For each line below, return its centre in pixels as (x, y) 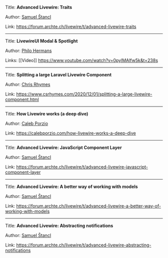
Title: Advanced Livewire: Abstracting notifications (59, 225)
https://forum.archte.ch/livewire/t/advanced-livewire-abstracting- (84, 245)
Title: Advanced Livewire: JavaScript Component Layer (63, 147)
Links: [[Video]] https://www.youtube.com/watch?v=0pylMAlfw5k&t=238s (82, 60)
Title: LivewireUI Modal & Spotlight (41, 41)
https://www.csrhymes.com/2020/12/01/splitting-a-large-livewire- (84, 94)
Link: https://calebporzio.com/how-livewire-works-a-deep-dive (70, 133)
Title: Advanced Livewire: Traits (39, 7)
